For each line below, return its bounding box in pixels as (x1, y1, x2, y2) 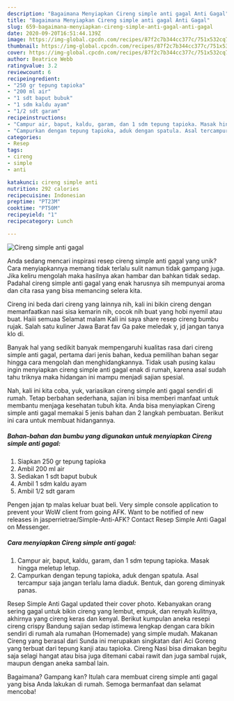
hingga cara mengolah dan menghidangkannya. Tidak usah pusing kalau (7, 358, 216, 366)
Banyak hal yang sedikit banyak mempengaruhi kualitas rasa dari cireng (7, 343, 213, 352)
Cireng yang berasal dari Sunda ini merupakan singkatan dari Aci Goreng (7, 637, 217, 645)
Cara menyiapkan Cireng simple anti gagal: (7, 539, 136, 547)
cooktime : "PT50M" (7, 205, 61, 212)
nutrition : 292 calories (7, 185, 79, 192)
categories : (7, 133, 42, 140)
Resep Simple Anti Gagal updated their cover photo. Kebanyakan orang (7, 599, 212, 608)
